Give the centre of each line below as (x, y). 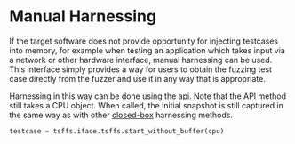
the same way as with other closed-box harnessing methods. (121, 115)
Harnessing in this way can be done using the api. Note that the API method (148, 96)
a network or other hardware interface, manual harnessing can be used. (141, 60)
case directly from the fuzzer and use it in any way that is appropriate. (138, 78)
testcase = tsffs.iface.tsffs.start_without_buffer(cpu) (117, 131)
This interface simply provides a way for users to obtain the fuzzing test (141, 69)
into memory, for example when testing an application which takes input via (147, 50)
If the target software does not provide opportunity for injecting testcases (144, 41)
